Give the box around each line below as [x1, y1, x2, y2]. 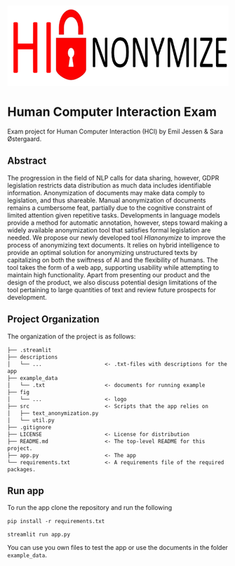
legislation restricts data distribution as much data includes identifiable [7, 181, 212, 190]
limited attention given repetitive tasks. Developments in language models [7, 211, 221, 219]
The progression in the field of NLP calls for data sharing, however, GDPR [7, 173, 220, 182]
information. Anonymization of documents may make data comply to [7, 188, 205, 197]
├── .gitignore [7, 423, 52, 430]
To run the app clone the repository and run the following [7, 504, 173, 512]
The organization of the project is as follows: [7, 332, 136, 341]
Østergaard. [7, 134, 42, 143]
